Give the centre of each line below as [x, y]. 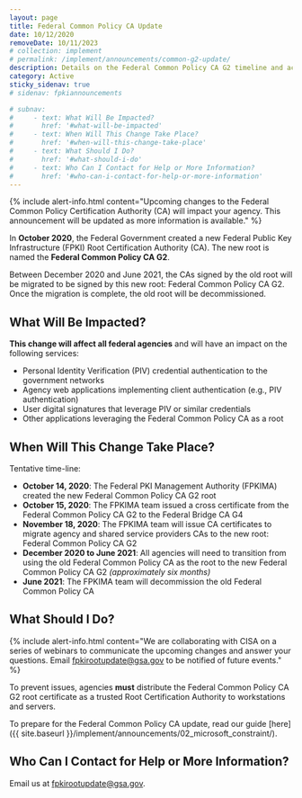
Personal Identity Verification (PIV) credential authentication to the [145, 371]
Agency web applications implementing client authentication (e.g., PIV [152, 390]
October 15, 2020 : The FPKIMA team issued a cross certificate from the [155, 505]
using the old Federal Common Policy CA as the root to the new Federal [155, 562]
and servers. [33, 706]
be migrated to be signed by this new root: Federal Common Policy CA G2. [147, 284]
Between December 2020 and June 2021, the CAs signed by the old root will [151, 274]
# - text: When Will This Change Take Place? [104, 134]
